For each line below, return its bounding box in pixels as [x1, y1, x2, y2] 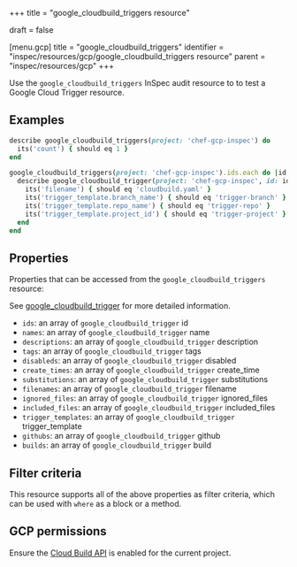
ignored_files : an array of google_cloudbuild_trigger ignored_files [21, 393, 268, 403]
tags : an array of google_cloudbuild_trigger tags [21, 346, 202, 356]
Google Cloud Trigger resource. [9, 88, 126, 97]
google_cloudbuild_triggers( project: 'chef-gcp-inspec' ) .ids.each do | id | [9, 168, 291, 178]
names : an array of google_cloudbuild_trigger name [21, 327, 210, 338]
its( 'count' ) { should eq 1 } [17, 144, 128, 153]
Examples [9, 112, 65, 127]
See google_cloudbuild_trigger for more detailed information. [9, 301, 232, 311]
